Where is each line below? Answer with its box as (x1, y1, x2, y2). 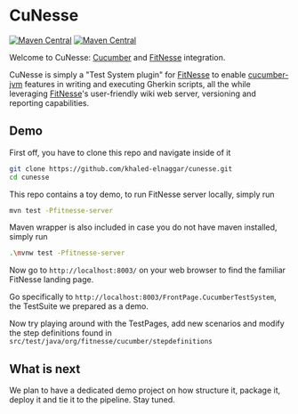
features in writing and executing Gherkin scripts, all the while (24, 78, 251, 89)
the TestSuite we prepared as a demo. (9, 301, 149, 312)
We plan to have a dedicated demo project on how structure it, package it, (9, 385, 281, 396)
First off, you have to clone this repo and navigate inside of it (9, 147, 231, 158)
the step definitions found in (9, 328, 113, 338)
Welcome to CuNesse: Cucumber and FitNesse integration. (9, 52, 226, 62)
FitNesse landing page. (9, 274, 94, 285)
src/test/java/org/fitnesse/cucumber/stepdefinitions (9, 337, 213, 346)
